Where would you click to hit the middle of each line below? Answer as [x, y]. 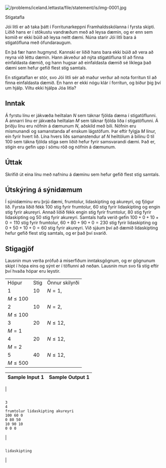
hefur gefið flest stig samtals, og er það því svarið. [56, 233]
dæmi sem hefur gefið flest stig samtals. [46, 68]
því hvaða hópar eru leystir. [33, 271]
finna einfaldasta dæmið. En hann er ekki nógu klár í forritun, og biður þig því [83, 83]
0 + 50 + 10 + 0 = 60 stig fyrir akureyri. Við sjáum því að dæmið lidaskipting [82, 228]
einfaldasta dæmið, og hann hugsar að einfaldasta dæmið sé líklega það [78, 63]
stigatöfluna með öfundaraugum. [39, 43]
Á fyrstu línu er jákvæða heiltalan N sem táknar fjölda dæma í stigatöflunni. [81, 115]
